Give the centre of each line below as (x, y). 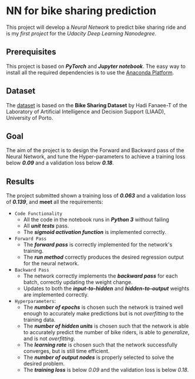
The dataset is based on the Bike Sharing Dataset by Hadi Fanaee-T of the (97, 105)
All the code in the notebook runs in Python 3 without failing (96, 220)
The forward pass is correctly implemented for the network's (98, 245)
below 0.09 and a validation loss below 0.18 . (60, 163)
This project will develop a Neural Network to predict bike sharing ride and (96, 27)
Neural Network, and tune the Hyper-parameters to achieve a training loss (96, 157)
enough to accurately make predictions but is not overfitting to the (103, 314)
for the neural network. (51, 263)
